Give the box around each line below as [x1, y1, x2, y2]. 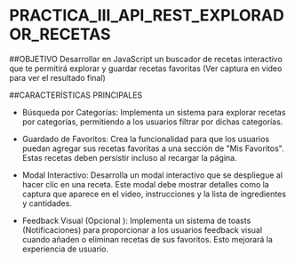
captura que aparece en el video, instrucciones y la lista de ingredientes [21, 188, 287, 199]
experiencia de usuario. [21, 243, 109, 254]
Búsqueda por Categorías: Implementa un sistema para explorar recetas [21, 107, 286, 117]
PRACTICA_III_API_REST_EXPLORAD [9, 5, 284, 26]
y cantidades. [21, 197, 73, 209]
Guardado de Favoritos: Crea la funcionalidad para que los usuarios [21, 133, 270, 144]
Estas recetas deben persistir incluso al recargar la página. [21, 152, 237, 163]
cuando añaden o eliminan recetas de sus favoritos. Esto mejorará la [21, 234, 274, 244]
